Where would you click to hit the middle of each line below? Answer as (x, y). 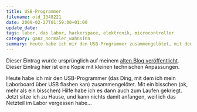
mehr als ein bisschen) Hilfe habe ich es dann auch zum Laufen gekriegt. (94, 90)
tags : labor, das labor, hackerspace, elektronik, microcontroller (90, 33)
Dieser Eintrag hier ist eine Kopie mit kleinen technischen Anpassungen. (93, 66)
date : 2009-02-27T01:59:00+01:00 (47, 22)
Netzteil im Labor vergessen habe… (49, 103)
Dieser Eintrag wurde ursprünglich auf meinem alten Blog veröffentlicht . (93, 60)
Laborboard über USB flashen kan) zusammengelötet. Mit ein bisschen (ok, (97, 84)
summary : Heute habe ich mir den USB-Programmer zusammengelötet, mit (94, 44)
